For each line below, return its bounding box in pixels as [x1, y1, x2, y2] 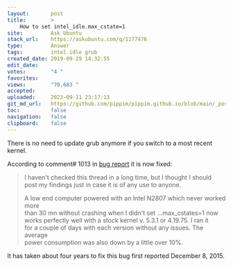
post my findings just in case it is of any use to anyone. [24, 180, 182, 189]
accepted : [7, 87, 36, 94]
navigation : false [7, 113, 67, 120]
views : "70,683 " [7, 81, 79, 88]
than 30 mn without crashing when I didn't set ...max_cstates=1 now [24, 209, 218, 217]
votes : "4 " [7, 68, 64, 75]
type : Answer [7, 42, 70, 49]
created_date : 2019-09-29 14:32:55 [7, 55, 110, 62]
